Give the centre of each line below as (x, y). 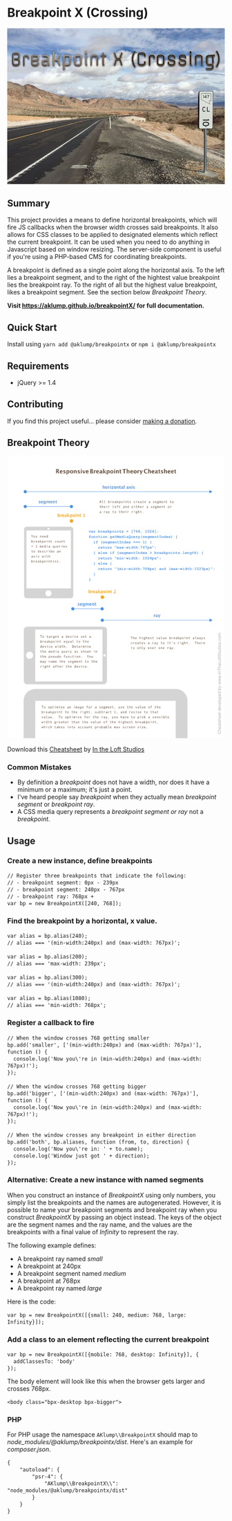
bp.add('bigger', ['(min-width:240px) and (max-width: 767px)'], (103, 1093)
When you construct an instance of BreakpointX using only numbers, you (112, 1195)
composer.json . (29, 1450)
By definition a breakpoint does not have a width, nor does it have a (113, 782)
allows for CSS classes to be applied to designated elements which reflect (113, 235)
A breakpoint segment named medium (71, 1273)
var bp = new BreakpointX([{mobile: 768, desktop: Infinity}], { (103, 1355)
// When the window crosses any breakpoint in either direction (101, 1135)
